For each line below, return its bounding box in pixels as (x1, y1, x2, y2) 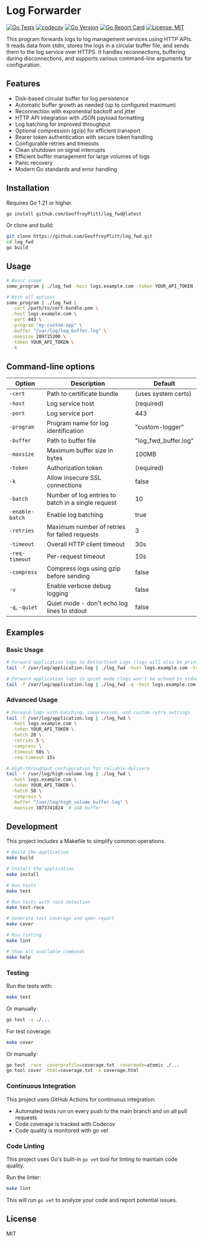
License (6, 1214, 37, 1224)
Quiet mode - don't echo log (47, 599, 128, 608)
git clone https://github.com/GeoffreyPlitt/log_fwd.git (6, 234, 153, 240)
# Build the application (6, 849, 69, 855)
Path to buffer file (47, 436, 96, 445)
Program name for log (47, 419, 109, 427)
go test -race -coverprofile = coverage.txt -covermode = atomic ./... (6, 1062, 180, 1068)
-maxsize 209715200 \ (11, 333, 66, 340)
